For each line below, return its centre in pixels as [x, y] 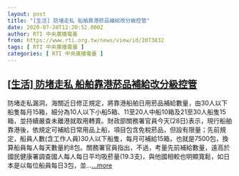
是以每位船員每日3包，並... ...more [63, 165]
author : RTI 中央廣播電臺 [43, 34]
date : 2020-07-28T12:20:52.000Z [55, 27]
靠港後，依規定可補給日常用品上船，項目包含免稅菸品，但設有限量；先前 [113, 130]
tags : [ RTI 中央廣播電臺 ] [46, 47]
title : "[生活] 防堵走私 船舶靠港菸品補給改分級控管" [79, 21]
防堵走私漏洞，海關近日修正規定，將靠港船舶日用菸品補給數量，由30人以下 [118, 103]
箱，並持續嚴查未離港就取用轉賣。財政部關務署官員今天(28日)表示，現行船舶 [120, 120]
